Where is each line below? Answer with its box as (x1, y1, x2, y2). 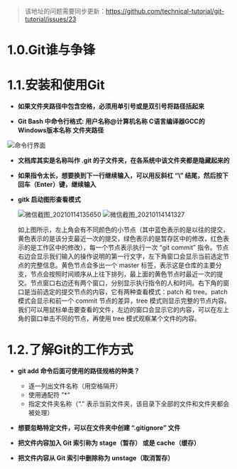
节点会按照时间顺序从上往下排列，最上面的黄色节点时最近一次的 (30, 270, 217, 279)
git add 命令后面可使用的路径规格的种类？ (17, 367, 140, 375)
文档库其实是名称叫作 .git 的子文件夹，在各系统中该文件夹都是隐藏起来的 (17, 156, 230, 165)
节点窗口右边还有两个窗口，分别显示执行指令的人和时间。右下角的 (30, 279, 224, 287)
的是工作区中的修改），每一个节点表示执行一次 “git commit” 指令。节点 (23, 243, 229, 252)
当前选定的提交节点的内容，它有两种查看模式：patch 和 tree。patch (30, 288, 228, 296)
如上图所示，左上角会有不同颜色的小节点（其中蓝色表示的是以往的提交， (17, 225, 229, 234)
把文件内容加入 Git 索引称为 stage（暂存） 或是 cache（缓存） (17, 438, 200, 447)
